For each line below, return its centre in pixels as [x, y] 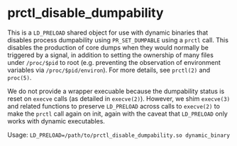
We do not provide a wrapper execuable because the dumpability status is [116, 91]
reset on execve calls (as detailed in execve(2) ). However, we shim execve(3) [119, 98]
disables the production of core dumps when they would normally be [108, 47]
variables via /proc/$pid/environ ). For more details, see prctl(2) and [109, 70]
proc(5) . [20, 77]
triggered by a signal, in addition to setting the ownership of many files [111, 55]
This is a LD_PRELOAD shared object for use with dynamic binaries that [108, 32]
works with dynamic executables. [56, 121]
